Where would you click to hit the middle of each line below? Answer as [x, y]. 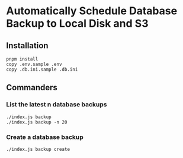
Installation [27, 45]
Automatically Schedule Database [92, 11]
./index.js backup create [38, 149]
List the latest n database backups [57, 105]
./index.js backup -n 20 [37, 122]
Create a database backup [45, 137]
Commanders [32, 88]
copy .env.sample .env [34, 64]
